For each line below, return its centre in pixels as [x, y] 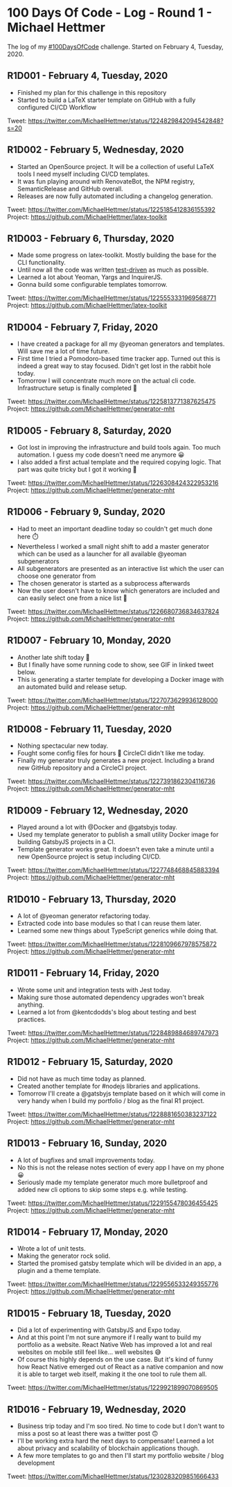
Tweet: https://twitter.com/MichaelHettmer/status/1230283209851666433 [113, 1476]
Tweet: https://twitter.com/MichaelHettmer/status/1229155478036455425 [113, 1203]
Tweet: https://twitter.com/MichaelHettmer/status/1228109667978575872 [112, 944]
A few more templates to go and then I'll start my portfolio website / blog [121, 1455]
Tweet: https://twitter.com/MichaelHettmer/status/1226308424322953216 [113, 483]
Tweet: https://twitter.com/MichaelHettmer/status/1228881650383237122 [112, 1114]
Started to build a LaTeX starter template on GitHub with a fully [106, 100]
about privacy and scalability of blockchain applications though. [108, 1448]
